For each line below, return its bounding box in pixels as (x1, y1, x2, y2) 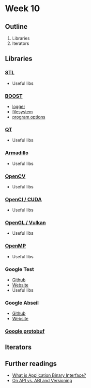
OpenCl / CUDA (5, 196, 42, 203)
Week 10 (5, 3, 40, 14)
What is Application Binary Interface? (12, 372, 86, 378)
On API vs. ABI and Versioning (12, 378, 73, 384)
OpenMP (5, 243, 26, 249)
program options (12, 114, 45, 120)
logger (12, 103, 26, 109)
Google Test (5, 265, 34, 272)
